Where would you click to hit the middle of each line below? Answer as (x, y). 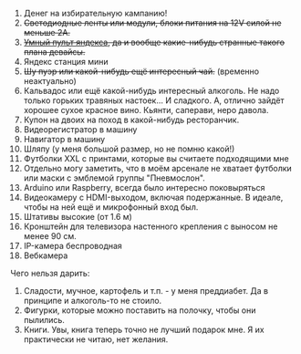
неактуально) (50, 81)
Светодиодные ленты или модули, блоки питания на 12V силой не (152, 23)
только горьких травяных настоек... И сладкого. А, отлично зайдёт (154, 100)
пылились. (44, 320)
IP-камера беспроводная (73, 246)
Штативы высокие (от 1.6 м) (78, 217)
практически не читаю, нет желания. (96, 339)
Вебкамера (46, 255)
